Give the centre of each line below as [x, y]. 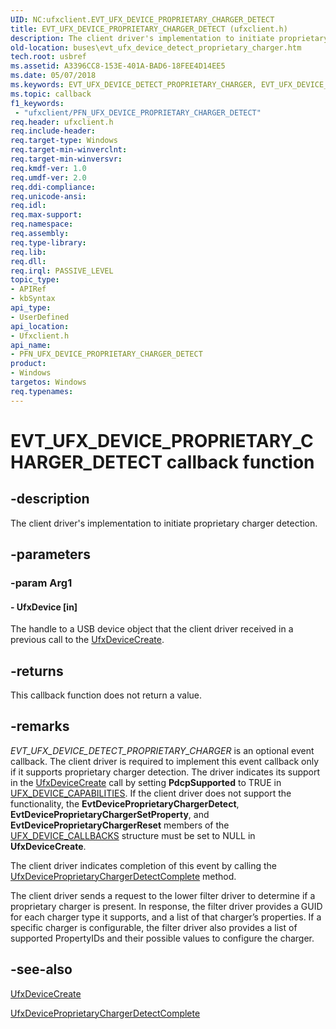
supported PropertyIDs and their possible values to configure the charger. [162, 938]
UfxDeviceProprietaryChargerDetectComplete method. [123, 876]
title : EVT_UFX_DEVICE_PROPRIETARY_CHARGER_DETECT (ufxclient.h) [149, 29]
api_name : [31, 345]
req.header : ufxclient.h [62, 122]
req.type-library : [48, 242]
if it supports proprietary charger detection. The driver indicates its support [165, 772]
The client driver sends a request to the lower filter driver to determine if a [163, 895]
